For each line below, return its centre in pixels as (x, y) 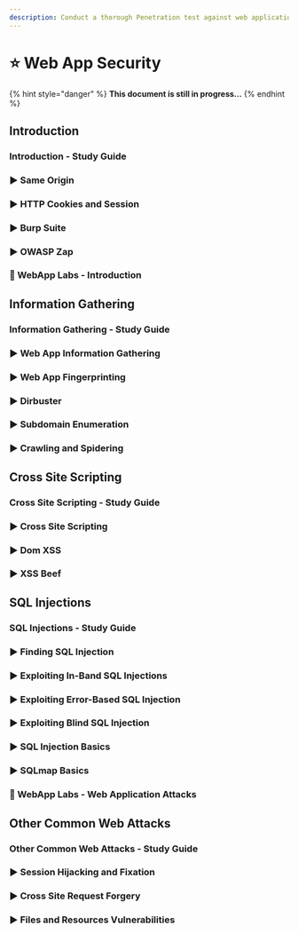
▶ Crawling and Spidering (67, 448)
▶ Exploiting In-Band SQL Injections (88, 676)
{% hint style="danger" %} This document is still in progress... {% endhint (147, 93)
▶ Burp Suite (38, 227)
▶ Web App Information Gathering (85, 353)
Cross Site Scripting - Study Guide (85, 502)
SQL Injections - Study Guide (73, 628)
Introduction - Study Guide (68, 156)
